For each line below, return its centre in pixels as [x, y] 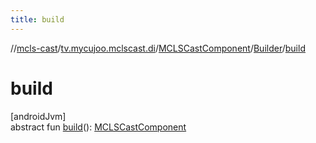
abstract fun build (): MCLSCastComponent [98, 127]
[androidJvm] [38, 116]
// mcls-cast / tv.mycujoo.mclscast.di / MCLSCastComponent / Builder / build [158, 48]
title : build [37, 19]
